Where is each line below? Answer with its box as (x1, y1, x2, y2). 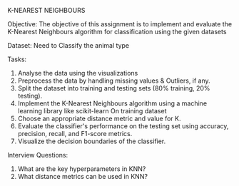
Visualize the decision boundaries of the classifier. (17, 137, 166, 145)
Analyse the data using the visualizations (17, 69, 138, 77)
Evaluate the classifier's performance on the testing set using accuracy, (17, 122, 229, 130)
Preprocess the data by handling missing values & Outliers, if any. (17, 76, 210, 85)
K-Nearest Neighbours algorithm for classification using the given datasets (7, 28, 227, 36)
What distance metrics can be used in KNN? (17, 172, 148, 180)
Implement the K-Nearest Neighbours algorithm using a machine (17, 99, 208, 108)
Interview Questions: (7, 151, 68, 159)
